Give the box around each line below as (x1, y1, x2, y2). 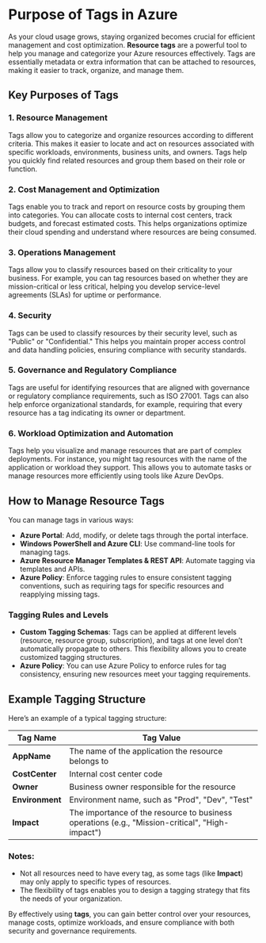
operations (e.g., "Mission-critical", (69, 817, 201, 828)
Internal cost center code (69, 769, 163, 780)
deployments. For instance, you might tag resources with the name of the (8, 454, 248, 464)
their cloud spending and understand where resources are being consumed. (8, 227, 257, 236)
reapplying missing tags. (19, 589, 101, 599)
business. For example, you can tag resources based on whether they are (8, 274, 249, 283)
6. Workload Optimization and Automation (8, 427, 174, 439)
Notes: (8, 850, 35, 861)
